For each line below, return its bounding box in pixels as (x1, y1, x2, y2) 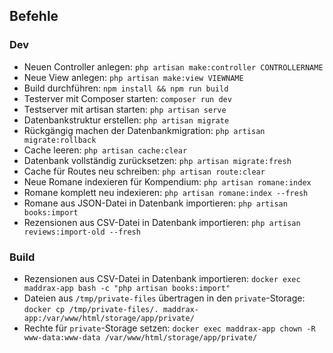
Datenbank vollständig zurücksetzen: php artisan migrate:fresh (23, 154, 292, 166)
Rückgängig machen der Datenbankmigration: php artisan (23, 124, 266, 136)
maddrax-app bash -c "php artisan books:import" (23, 283, 231, 293)
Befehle (9, 8, 59, 25)
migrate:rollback (23, 135, 97, 145)
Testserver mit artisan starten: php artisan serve (23, 103, 227, 115)
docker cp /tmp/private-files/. (23, 304, 159, 314)
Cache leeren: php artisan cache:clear (23, 144, 188, 156)
